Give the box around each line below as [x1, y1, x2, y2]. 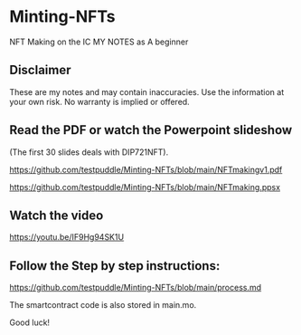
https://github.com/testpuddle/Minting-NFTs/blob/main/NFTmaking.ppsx [9, 181, 281, 192]
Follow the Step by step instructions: [9, 258, 221, 273]
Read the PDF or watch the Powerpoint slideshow [9, 122, 293, 138]
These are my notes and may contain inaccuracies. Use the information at [9, 86, 285, 97]
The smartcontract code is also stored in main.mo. [9, 300, 197, 311]
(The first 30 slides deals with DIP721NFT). [9, 147, 169, 158]
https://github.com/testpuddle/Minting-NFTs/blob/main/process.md [9, 282, 262, 293]
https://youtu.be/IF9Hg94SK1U [9, 232, 125, 243]
